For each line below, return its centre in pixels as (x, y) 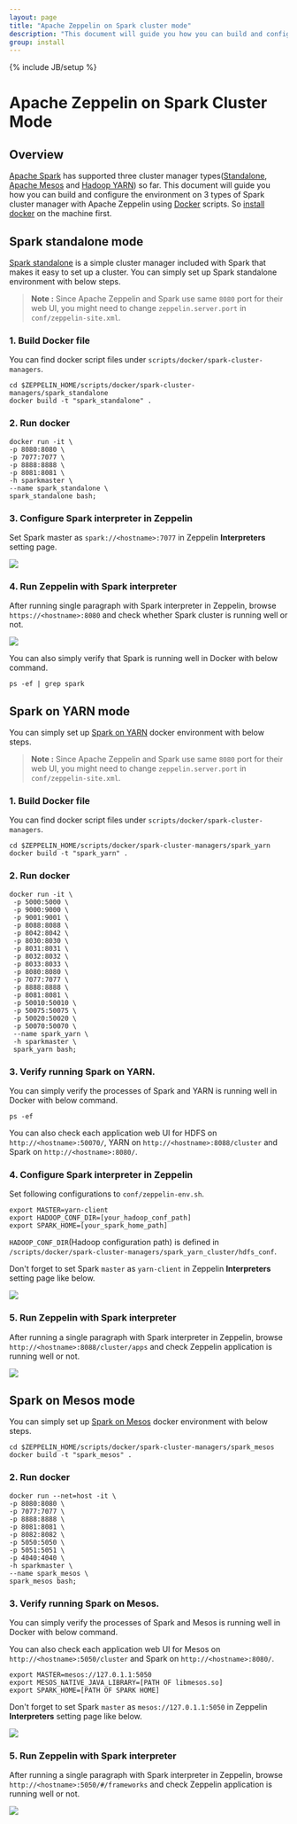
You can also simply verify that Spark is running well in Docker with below (144, 659)
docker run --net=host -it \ (63, 1496)
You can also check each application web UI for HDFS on (113, 1133)
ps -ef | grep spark (47, 684)
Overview (37, 155)
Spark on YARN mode (70, 711)
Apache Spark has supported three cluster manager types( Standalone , (138, 176)
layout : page (33, 17)
